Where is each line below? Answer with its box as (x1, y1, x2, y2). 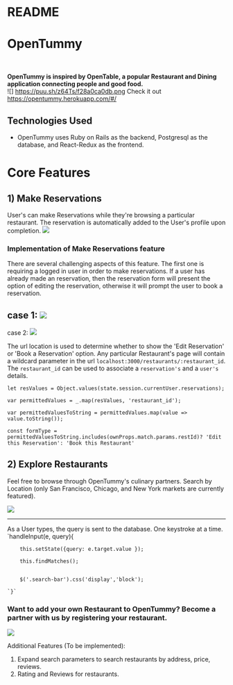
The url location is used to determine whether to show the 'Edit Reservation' (7, 342, 225, 351)
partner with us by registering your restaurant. (7, 613, 168, 622)
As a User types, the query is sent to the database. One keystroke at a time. (7, 525, 223, 533)
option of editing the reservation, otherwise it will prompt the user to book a (7, 282, 223, 290)
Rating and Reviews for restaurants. (17, 670, 119, 678)
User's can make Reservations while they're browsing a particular (7, 211, 196, 219)
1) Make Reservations (7, 192, 102, 204)
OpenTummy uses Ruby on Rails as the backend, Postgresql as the (17, 133, 208, 141)
